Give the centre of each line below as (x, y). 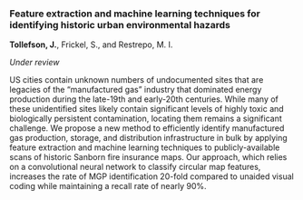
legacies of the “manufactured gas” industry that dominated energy (136, 90)
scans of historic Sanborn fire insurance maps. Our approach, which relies (148, 157)
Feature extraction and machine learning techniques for (135, 14)
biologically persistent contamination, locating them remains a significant (146, 119)
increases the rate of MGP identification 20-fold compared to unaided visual (152, 176)
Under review (34, 63)
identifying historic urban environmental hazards (120, 25)
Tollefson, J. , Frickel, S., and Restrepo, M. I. (91, 45)
